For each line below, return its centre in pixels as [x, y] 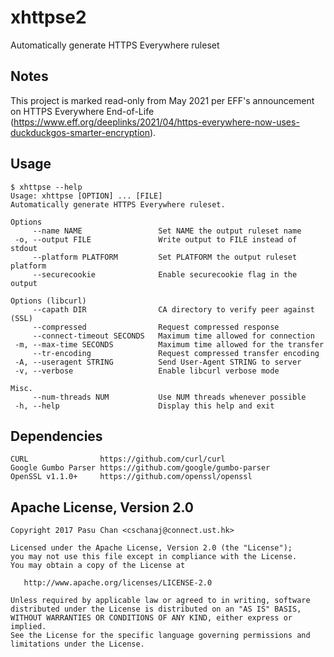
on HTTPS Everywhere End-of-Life [82, 111]
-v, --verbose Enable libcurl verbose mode [147, 371]
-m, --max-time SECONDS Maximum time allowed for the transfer [169, 344]
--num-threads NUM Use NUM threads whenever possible [169, 397]
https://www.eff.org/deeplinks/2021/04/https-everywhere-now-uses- [156, 122]
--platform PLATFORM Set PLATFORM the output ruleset [165, 257]
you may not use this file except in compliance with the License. [154, 557]
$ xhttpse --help [46, 187]
